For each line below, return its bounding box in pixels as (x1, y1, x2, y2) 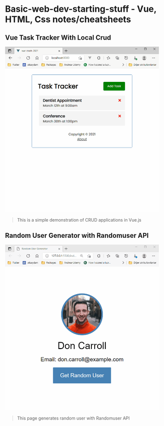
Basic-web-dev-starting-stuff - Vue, (5, 3, 157, 15)
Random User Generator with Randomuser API (5, 231, 149, 240)
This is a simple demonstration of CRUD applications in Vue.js (17, 217, 142, 223)
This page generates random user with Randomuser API (17, 415, 130, 421)
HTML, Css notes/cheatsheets (5, 14, 131, 25)
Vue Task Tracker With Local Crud (5, 33, 111, 42)
